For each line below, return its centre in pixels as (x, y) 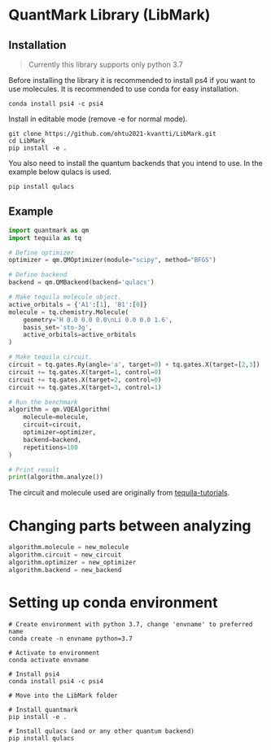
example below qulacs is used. (60, 172)
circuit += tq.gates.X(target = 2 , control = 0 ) (85, 380)
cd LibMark (27, 141)
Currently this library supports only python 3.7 (105, 64)
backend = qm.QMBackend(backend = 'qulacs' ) (81, 282)
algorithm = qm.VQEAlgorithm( (60, 410)
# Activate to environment (54, 652)
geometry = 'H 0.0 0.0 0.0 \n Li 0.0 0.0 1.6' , (98, 320)
